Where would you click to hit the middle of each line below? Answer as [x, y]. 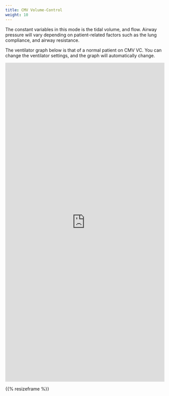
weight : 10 [17, 15]
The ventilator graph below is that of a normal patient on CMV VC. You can [83, 50]
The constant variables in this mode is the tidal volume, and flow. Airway [81, 29]
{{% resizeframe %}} [27, 389]
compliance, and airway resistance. [43, 40]
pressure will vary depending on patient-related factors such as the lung [81, 35]
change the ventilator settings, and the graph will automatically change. [80, 55]
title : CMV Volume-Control [34, 10]
